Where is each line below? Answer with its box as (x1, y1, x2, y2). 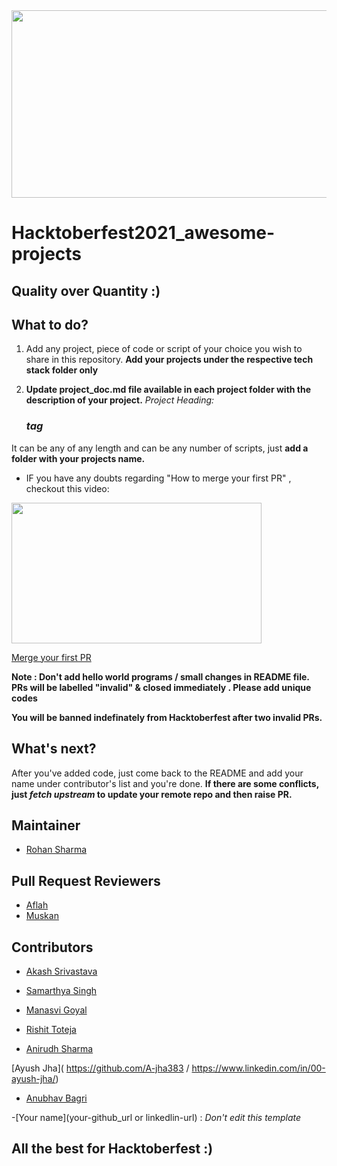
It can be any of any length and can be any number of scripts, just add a (11, 442, 309, 454)
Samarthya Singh (25, 984, 98, 996)
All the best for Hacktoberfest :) (11, 1140, 214, 1158)
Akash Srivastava (25, 965, 98, 977)
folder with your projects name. (11, 452, 146, 464)
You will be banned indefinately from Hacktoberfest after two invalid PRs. (11, 711, 323, 723)
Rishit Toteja (25, 1023, 77, 1035)
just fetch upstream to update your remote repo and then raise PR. (11, 788, 293, 800)
